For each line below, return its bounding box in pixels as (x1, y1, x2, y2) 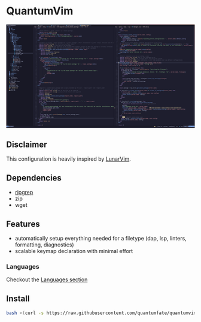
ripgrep (14, 189, 33, 196)
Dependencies (6, 173, 62, 183)
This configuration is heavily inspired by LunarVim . (6, 155, 132, 162)
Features (6, 219, 40, 229)
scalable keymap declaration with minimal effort (14, 248, 133, 254)
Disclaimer (6, 139, 47, 149)
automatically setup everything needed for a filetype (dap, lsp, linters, (14, 235, 187, 242)
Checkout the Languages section (6, 276, 88, 283)
